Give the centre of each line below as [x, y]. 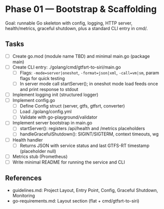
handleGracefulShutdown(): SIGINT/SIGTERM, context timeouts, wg [89, 134]
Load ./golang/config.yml [46, 111]
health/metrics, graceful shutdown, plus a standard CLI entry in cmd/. [77, 28]
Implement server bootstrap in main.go [52, 123]
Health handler [28, 140]
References [23, 178]
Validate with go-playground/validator [59, 117]
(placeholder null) [38, 151]
